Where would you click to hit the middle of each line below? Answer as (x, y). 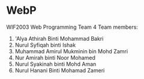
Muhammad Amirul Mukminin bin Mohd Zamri (71, 51)
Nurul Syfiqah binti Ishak (45, 45)
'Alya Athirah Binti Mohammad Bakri (59, 38)
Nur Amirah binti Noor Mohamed (55, 57)
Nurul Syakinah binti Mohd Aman (55, 64)
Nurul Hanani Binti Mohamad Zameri (60, 70)
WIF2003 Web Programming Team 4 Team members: (72, 27)
